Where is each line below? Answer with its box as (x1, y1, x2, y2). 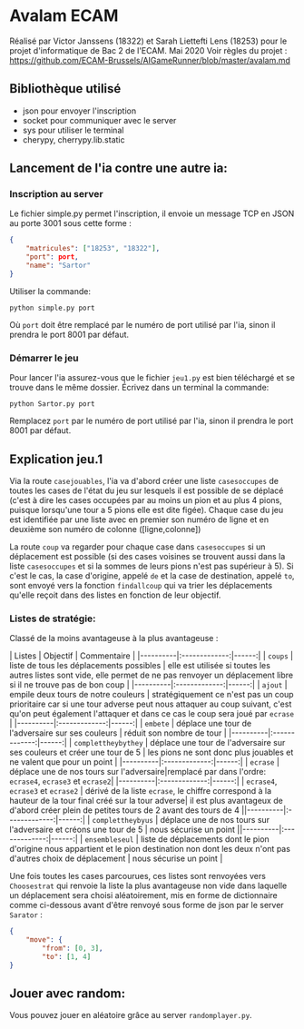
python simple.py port (9, 303, 95, 312)
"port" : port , (25, 252, 79, 262)
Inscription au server (9, 188, 103, 201)
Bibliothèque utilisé (9, 81, 122, 96)
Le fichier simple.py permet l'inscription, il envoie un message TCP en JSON (9, 208, 295, 219)
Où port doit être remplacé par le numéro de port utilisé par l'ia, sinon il (9, 319, 276, 330)
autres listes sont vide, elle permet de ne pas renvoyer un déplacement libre (9, 669, 293, 681)
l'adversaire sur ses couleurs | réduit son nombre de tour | (9, 727, 227, 738)
